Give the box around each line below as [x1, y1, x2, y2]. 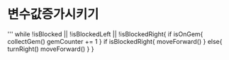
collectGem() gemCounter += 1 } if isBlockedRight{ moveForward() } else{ [7, 37, 223, 45]
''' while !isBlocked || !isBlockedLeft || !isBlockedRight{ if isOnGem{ [7, 29, 203, 38]
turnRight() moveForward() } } [7, 45, 94, 53]
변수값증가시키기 [7, 6, 99, 22]
